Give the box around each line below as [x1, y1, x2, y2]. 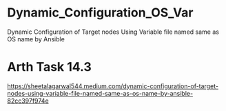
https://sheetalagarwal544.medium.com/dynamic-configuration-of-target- [7, 81, 219, 90]
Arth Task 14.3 [7, 59, 92, 75]
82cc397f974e [7, 97, 50, 105]
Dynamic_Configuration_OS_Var [7, 5, 194, 21]
